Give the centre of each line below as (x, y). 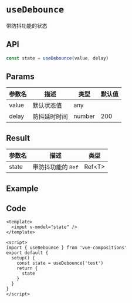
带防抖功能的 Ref (55, 167)
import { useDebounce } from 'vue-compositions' (67, 248)
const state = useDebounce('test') (60, 264)
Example (22, 188)
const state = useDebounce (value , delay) (57, 58)
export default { (27, 253)
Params (20, 77)
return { (27, 269)
